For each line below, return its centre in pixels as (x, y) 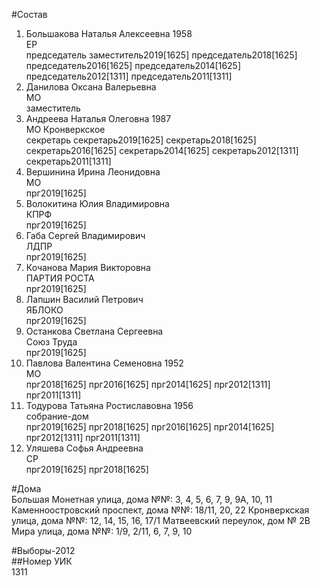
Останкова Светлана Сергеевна (94, 331)
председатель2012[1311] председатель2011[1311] (129, 76)
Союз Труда (51, 342)
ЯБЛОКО (44, 310)
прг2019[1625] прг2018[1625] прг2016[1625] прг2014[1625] (150, 427)
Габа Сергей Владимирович (85, 235)
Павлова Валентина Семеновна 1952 (104, 363)
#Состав (29, 14)
